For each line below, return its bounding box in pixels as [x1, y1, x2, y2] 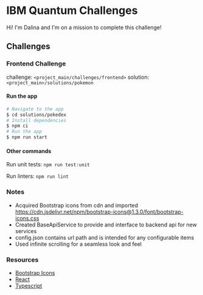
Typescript [15, 282, 43, 289]
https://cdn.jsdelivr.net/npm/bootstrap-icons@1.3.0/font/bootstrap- [15, 208, 184, 215]
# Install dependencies [6, 117, 67, 123]
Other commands [6, 147, 52, 155]
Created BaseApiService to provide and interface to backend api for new [15, 221, 198, 228]
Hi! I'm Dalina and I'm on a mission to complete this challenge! [6, 24, 162, 31]
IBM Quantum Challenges [6, 4, 138, 18]
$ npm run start [6, 134, 47, 140]
